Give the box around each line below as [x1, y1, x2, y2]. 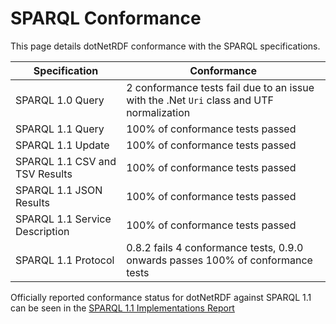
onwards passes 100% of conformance [126, 253, 313, 267]
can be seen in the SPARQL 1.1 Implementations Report [10, 302, 235, 314]
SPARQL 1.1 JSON [15, 183, 103, 197]
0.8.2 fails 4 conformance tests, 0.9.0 [126, 240, 304, 254]
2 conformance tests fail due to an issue [126, 80, 315, 94]
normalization [126, 105, 191, 119]
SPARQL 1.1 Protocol [15, 253, 115, 267]
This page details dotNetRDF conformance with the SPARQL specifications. [10, 40, 321, 52]
